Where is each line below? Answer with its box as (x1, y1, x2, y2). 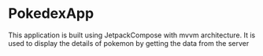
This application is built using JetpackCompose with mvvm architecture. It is (8, 30, 256, 40)
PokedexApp (8, 5, 94, 23)
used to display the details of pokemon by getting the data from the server (8, 38, 250, 47)
